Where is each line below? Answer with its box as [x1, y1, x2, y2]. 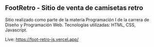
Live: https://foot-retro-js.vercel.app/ [5, 36, 79, 42]
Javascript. [5, 27, 28, 33]
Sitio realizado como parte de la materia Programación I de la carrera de [5, 16, 150, 22]
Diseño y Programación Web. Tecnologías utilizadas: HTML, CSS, [5, 22, 136, 28]
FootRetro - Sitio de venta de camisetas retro [5, 4, 143, 12]
